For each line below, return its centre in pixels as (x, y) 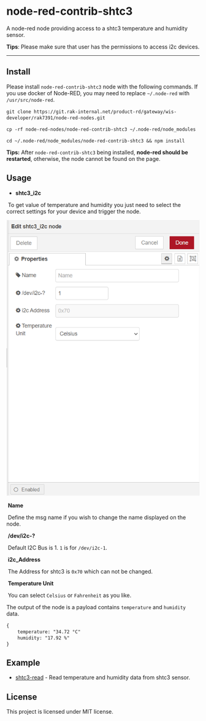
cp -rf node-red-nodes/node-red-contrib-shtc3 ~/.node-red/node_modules (101, 129)
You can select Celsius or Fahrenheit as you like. (70, 595)
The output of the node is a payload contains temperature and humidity (96, 607)
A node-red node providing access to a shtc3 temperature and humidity (97, 28)
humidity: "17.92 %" (44, 638)
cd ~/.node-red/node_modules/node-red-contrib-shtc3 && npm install (96, 141)
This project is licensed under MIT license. (60, 712)
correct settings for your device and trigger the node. (74, 211)
